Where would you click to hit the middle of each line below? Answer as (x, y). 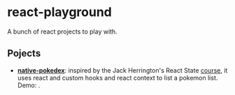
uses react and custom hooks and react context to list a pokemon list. (117, 78)
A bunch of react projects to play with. (62, 31)
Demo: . (29, 85)
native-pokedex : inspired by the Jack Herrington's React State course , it (122, 70)
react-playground (59, 12)
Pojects (24, 53)
